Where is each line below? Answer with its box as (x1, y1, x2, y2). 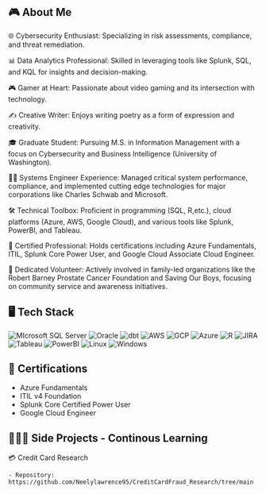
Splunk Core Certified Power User (19, 399, 131, 410)
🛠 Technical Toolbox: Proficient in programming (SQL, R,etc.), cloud (8, 205, 232, 215)
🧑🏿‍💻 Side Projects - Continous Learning (8, 431, 208, 445)
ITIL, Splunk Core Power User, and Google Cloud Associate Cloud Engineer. (8, 249, 256, 259)
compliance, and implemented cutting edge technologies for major (8, 181, 226, 191)
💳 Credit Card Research (8, 453, 89, 462)
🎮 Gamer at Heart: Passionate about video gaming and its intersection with (8, 83, 256, 92)
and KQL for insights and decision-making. (8, 67, 148, 76)
